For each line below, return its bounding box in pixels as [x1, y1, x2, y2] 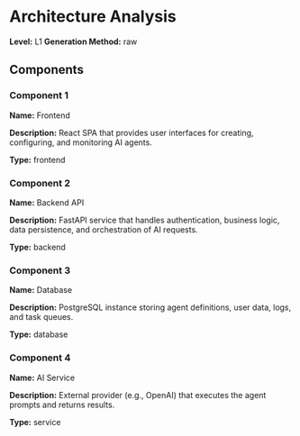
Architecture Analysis [9, 6, 177, 27]
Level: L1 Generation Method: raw [9, 36, 138, 47]
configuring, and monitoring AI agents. [9, 137, 153, 148]
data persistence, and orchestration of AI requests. [9, 223, 198, 235]
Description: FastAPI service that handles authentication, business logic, [9, 214, 280, 225]
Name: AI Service [9, 372, 75, 383]
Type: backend [9, 241, 66, 252]
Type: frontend [9, 154, 66, 165]
